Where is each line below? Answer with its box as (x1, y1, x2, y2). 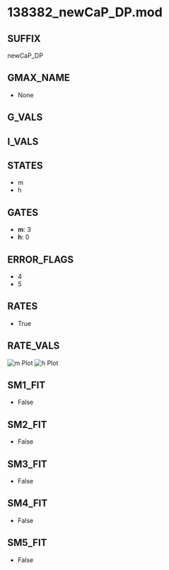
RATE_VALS (7, 340, 60, 352)
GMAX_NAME (7, 72, 71, 84)
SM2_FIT (7, 418, 47, 430)
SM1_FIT (7, 379, 46, 391)
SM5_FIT (7, 537, 47, 549)
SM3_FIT (7, 458, 47, 470)
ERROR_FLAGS (7, 253, 74, 265)
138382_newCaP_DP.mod (7, 4, 163, 21)
